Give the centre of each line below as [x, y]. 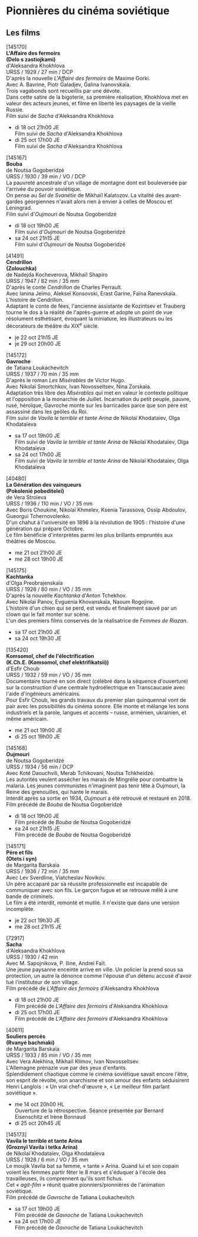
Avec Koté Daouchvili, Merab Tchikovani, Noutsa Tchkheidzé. [80, 773]
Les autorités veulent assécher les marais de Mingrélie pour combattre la [95, 779]
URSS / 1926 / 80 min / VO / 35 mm [49, 589]
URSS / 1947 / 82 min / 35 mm [43, 281]
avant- [173, 195]
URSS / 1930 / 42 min [32, 957]
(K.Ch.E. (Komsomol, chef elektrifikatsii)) [57, 662]
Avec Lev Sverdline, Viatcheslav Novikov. [56, 877]
